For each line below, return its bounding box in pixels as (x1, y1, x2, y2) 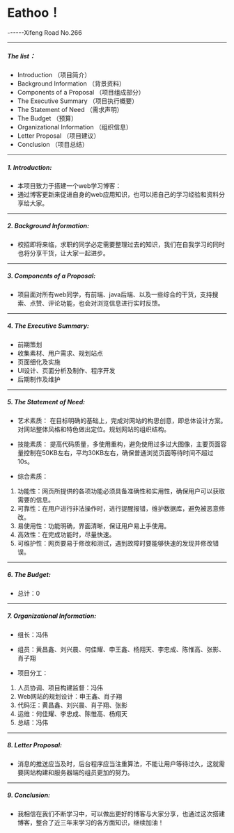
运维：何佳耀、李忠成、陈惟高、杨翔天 (17, 709, 127, 717)
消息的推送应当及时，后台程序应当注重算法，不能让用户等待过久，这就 (17, 759, 219, 768)
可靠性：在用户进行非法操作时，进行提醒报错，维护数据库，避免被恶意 (17, 504, 219, 512)
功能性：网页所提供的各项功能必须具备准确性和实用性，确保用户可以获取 (17, 486, 225, 495)
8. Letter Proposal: (7, 741, 63, 749)
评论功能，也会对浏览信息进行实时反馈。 (47, 299, 164, 307)
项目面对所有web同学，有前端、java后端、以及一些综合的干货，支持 (17, 290, 212, 299)
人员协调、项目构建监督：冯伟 (17, 683, 103, 692)
